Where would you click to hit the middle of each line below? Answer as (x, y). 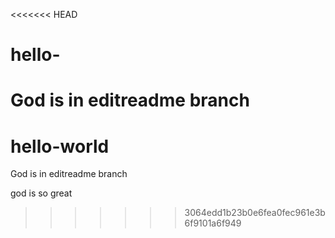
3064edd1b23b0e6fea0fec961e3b (255, 213)
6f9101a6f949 (213, 223)
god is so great (41, 193)
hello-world (60, 146)
